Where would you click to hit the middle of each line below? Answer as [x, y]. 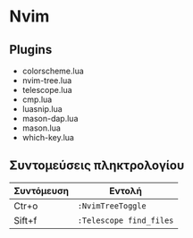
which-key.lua [48, 137]
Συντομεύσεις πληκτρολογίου [97, 166]
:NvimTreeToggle [112, 206]
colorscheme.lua [53, 71]
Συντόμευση [42, 191]
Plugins [31, 50]
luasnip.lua [42, 109]
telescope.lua [47, 90]
